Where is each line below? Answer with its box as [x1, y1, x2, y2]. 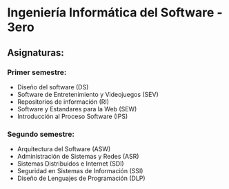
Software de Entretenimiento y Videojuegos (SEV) [17, 90, 159, 98]
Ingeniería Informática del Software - [7, 5, 223, 21]
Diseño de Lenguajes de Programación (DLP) [17, 174, 146, 183]
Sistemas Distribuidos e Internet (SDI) [17, 159, 124, 168]
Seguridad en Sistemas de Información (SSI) [17, 167, 143, 175]
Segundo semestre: [7, 129, 74, 139]
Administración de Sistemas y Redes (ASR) [17, 153, 139, 161]
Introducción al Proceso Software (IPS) [17, 112, 128, 120]
